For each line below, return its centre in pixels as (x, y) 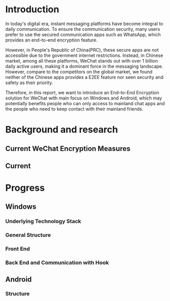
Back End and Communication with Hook (57, 263)
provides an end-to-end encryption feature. (51, 40)
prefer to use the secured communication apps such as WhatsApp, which (83, 34)
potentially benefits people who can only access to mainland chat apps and (85, 103)
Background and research (62, 130)
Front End (18, 249)
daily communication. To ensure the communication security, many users (83, 29)
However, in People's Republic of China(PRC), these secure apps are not (82, 50)
